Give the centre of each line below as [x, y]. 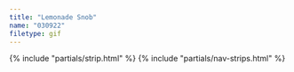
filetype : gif [36, 33]
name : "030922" [37, 25]
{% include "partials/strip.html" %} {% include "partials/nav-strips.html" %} [147, 59]
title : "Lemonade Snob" [53, 17]
